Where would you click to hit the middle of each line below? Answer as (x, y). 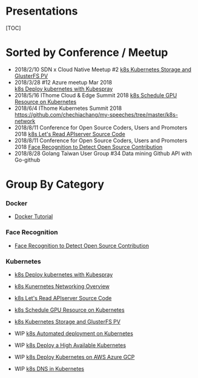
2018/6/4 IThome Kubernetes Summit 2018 (68, 108)
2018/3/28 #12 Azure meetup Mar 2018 (63, 82)
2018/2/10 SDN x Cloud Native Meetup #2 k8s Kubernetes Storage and (103, 69)
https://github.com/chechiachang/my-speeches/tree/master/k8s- (96, 114)
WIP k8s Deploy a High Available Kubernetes (70, 345)
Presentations (42, 11)
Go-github (27, 160)
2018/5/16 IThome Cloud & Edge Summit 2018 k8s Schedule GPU (96, 95)
